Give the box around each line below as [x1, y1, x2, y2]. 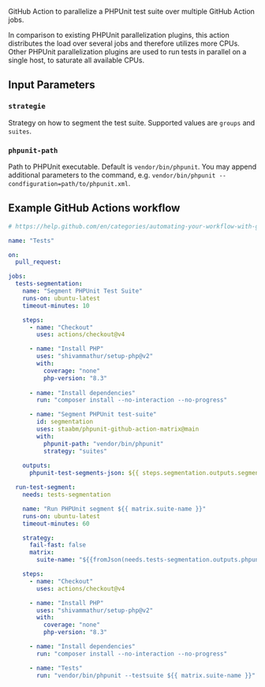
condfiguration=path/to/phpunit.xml [8, 180, 129, 188]
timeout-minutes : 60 [22, 520, 90, 528]
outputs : [22, 461, 51, 470]
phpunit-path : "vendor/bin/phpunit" [43, 439, 164, 448]
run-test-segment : [15, 484, 77, 491]
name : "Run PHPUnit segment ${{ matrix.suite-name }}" [22, 505, 207, 513]
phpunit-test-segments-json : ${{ [28, 469, 140, 477]
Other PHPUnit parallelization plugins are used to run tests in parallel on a [8, 47, 247, 56]
